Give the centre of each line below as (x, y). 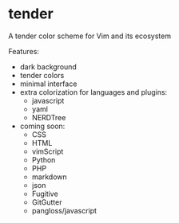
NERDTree (49, 117)
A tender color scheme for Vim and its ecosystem (90, 36)
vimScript (48, 151)
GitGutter (47, 202)
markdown (50, 177)
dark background (48, 67)
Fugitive (45, 194)
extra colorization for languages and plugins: (93, 92)
